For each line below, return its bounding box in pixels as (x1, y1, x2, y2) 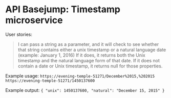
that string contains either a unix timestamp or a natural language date (17, 46, 166, 53)
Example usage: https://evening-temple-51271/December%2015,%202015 (5, 72, 155, 79)
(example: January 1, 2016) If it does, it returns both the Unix (17, 52, 146, 58)
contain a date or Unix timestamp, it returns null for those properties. (17, 63, 163, 69)
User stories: (5, 31, 32, 37)
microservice (5, 14, 63, 26)
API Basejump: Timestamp (5, 4, 120, 15)
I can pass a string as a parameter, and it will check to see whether (17, 41, 159, 47)
